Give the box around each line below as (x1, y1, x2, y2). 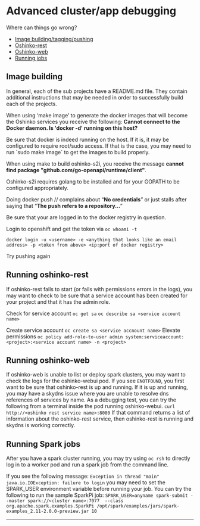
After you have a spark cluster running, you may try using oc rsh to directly (6, 455, 190, 462)
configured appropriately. (6, 184, 68, 191)
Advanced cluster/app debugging (6, 4, 177, 18)
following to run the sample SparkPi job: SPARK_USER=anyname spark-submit (6, 491, 189, 499)
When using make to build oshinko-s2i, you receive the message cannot (6, 160, 185, 167)
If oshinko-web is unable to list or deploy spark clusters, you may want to (6, 371, 186, 378)
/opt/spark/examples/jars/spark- (96, 503, 180, 509)
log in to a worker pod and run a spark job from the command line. (6, 461, 168, 468)
